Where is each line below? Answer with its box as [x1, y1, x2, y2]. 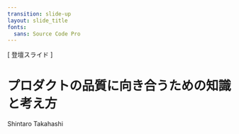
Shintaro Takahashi [7, 120, 64, 128]
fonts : [7, 23, 27, 30]
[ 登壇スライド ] [7, 50, 53, 59]
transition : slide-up [7, 10, 72, 18]
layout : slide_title [7, 17, 69, 24]
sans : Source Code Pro [13, 30, 81, 38]
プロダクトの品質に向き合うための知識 [7, 78, 232, 94]
